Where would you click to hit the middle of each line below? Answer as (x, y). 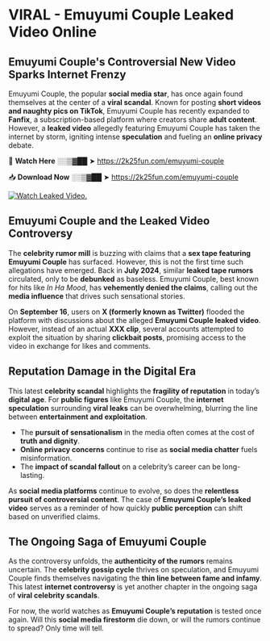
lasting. (32, 475)
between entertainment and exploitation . (78, 417)
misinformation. (46, 458)
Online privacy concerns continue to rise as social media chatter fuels (139, 449)
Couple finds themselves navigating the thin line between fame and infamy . (135, 578)
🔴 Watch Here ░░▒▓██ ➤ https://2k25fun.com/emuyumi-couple (116, 161)
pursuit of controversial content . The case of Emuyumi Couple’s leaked (130, 499)
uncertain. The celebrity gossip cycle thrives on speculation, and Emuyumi (134, 570)
